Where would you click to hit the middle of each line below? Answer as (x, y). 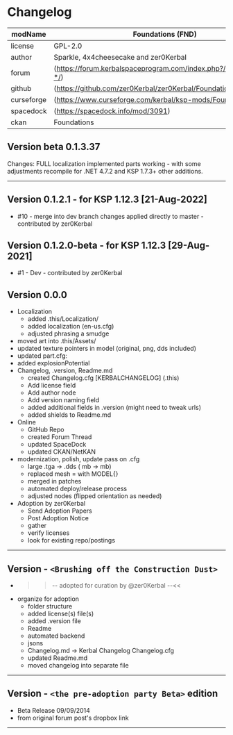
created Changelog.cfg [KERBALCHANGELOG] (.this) (103, 378)
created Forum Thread (60, 437)
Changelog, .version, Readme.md (65, 371)
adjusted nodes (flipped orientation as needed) (95, 496)
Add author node (52, 393)
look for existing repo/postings (71, 540)
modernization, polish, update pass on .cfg (78, 459)
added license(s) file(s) (61, 613)
